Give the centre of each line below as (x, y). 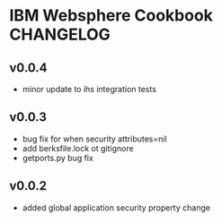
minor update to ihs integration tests (89, 89)
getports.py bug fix (58, 158)
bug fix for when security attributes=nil (95, 139)
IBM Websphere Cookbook (111, 16)
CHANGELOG (60, 34)
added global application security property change (116, 208)
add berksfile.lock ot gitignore (78, 148)
